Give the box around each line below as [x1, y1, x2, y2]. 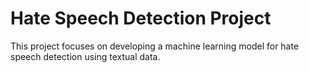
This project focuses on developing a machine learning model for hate [10, 40, 300, 52]
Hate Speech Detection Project [10, 7, 272, 30]
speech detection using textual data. [10, 50, 161, 62]
